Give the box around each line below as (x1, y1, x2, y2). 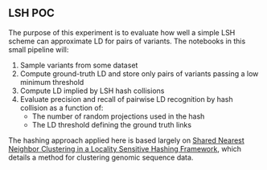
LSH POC (8, 6, 55, 20)
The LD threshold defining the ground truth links (31, 119, 191, 129)
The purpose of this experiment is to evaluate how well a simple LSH (8, 27, 236, 37)
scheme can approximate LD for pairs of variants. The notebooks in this (8, 36, 246, 46)
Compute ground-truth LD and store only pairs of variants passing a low (19, 68, 259, 79)
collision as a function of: (19, 103, 104, 112)
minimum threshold (19, 77, 84, 87)
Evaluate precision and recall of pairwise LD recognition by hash (19, 94, 233, 103)
